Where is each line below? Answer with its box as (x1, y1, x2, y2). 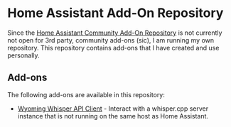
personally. (7, 51, 41, 60)
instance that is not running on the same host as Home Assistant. (17, 111, 208, 120)
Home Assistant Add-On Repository (7, 5, 224, 21)
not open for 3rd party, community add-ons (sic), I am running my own (7, 35, 215, 44)
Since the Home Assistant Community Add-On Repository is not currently (7, 28, 222, 37)
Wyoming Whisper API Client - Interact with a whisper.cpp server (17, 104, 209, 113)
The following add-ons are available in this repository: (7, 90, 165, 99)
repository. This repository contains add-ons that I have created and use (7, 43, 220, 52)
